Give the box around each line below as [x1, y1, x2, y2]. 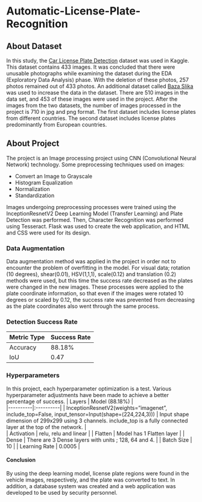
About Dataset [6, 41, 62, 51]
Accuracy [9, 344, 37, 352]
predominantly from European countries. [6, 121, 107, 128]
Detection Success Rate [6, 318, 78, 326]
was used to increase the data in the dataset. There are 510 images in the [6, 89, 189, 96]
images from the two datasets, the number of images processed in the [6, 102, 181, 109]
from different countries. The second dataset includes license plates [6, 115, 176, 122]
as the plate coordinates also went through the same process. [6, 303, 160, 310]
